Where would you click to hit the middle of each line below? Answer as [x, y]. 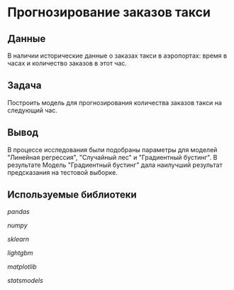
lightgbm [20, 253]
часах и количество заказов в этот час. [67, 63]
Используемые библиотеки [72, 195]
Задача [24, 86]
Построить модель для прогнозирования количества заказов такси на [115, 102]
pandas [19, 212]
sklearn [18, 240]
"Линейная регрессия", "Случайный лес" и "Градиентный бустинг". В [112, 157]
